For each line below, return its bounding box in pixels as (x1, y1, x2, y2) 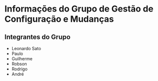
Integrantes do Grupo (4, 33, 71, 41)
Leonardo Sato (11, 46, 42, 51)
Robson (11, 61, 27, 67)
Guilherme (11, 56, 32, 61)
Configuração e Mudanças (4, 13, 114, 25)
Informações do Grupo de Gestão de (4, 3, 154, 14)
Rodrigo (11, 66, 28, 72)
